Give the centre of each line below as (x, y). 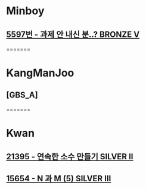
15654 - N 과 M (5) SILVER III (59, 179)
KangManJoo (40, 73)
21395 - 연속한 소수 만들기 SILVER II (70, 157)
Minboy (25, 11)
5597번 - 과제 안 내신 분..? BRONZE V (73, 34)
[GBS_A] (22, 95)
